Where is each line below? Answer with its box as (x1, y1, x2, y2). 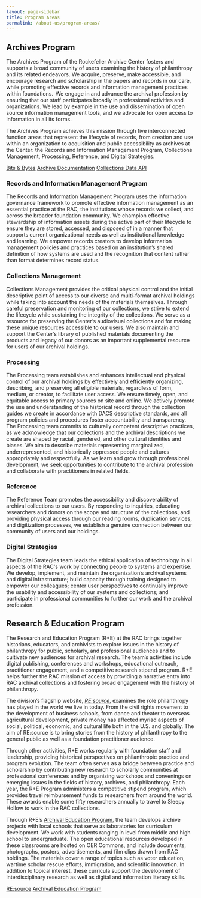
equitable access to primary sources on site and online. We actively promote (6, 397, 195, 404)
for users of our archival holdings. (6, 343, 90, 350)
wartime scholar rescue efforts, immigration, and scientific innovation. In (6, 861, 185, 868)
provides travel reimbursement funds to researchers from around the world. (6, 792, 193, 799)
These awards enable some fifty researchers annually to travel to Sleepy (6, 798, 185, 805)
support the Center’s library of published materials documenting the (6, 330, 173, 337)
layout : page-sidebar (6, 8, 60, 15)
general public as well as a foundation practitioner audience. (6, 735, 156, 742)
